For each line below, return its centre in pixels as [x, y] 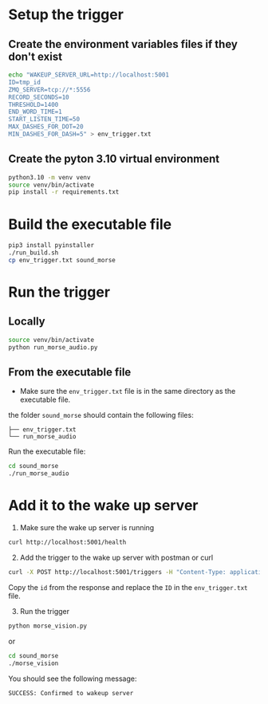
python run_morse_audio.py [53, 347]
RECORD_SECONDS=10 [39, 97]
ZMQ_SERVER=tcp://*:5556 [49, 89]
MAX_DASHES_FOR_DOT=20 [46, 127]
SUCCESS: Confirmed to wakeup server [71, 693]
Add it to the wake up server [103, 506]
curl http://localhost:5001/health [67, 543]
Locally [27, 322]
